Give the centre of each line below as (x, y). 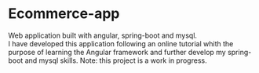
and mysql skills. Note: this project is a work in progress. (116, 60)
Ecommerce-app (64, 14)
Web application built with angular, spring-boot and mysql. (103, 35)
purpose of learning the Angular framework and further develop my (117, 52)
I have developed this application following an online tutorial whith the (121, 43)
